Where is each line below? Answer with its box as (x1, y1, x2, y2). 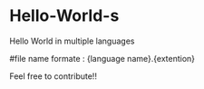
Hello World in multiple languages (9, 35, 135, 46)
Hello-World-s (9, 5, 120, 26)
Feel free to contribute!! (9, 70, 98, 82)
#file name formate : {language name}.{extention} (9, 53, 196, 64)
